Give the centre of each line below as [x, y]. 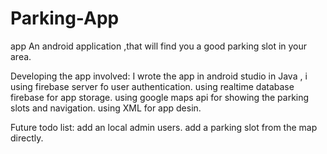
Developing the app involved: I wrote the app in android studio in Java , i [159, 76]
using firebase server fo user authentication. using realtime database [152, 86]
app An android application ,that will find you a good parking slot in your [159, 46]
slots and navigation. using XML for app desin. [106, 108]
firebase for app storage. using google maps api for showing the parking [160, 97]
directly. [27, 138]
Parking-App [65, 18]
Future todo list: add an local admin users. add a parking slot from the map [164, 127]
